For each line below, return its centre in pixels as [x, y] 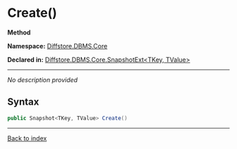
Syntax [23, 102]
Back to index [27, 138]
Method [19, 32]
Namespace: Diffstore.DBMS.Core [57, 46]
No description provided [43, 79]
